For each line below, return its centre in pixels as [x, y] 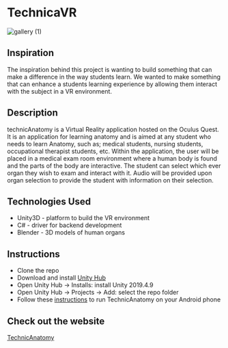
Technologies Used [49, 201]
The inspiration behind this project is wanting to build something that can [110, 69]
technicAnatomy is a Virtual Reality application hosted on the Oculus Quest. [113, 129]
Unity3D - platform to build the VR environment [83, 218]
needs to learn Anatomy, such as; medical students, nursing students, [105, 144]
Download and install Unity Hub [61, 278]
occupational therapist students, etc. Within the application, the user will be [113, 151]
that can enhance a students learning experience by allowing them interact [112, 84]
